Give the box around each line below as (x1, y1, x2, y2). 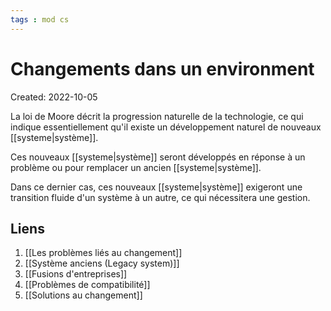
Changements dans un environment (10, 57, 315, 80)
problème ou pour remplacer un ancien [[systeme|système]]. (10, 161, 262, 173)
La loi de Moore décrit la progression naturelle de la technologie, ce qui (10, 110, 304, 122)
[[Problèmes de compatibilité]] (24, 279, 151, 291)
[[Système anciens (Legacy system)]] (24, 257, 180, 270)
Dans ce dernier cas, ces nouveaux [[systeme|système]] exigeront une (10, 181, 303, 193)
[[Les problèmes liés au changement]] (24, 247, 183, 259)
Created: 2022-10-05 (10, 91, 98, 103)
